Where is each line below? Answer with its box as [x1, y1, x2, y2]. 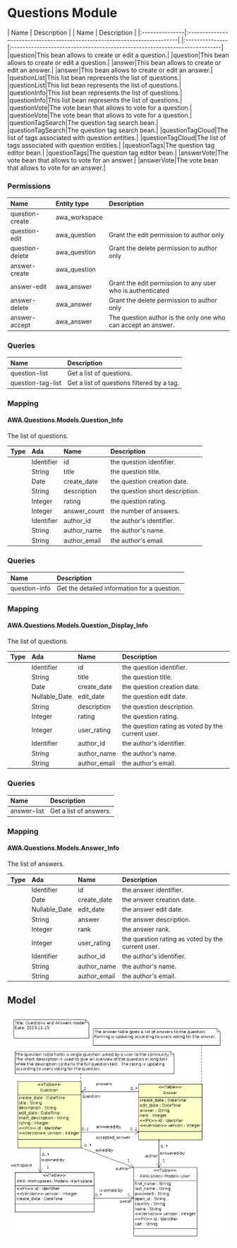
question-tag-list [10, 379, 62, 387]
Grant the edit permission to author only [109, 230, 224, 239]
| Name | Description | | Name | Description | [7, 28, 137, 37]
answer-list [10, 807, 44, 816]
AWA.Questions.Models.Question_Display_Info [7, 621, 148, 630]
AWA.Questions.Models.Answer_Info [7, 844, 120, 852]
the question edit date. [122, 693, 188, 701]
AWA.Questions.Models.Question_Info [7, 416, 123, 425]
